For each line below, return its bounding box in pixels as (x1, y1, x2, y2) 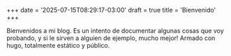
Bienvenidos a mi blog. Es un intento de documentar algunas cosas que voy (6, 27, 224, 35)
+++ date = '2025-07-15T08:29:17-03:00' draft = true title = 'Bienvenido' (6, 6, 216, 14)
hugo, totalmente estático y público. (6, 41, 110, 49)
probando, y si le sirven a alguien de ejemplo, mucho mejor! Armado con (6, 34, 216, 42)
